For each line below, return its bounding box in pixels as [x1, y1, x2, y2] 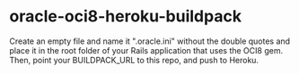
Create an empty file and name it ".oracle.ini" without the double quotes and [9, 36, 290, 46]
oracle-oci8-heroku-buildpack [9, 6, 242, 27]
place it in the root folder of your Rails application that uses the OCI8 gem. [9, 45, 284, 55]
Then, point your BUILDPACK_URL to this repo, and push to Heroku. [9, 54, 259, 65]
